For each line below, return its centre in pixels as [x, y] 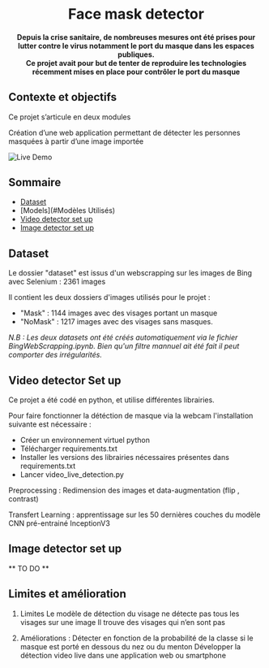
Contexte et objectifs [63, 97]
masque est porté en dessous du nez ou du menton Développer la [130, 646]
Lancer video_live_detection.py [72, 475]
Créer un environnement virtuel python [85, 440]
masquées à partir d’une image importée [76, 141]
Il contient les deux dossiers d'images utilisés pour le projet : [109, 297]
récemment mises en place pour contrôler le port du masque [136, 72]
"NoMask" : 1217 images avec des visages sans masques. [116, 322]
